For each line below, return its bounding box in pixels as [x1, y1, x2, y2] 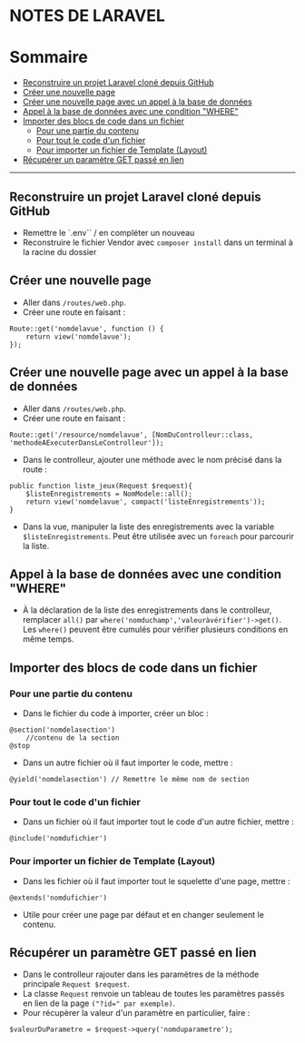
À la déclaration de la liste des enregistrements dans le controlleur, [22, 605, 272, 615]
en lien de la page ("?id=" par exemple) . [22, 998, 175, 1009]
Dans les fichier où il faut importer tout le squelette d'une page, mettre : [22, 875, 290, 886]
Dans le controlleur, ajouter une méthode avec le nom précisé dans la [22, 454, 282, 465]
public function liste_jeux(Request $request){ [9, 481, 193, 490]
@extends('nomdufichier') [9, 893, 107, 902]
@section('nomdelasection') [9, 725, 116, 735]
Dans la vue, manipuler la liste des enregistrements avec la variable [22, 521, 275, 532]
